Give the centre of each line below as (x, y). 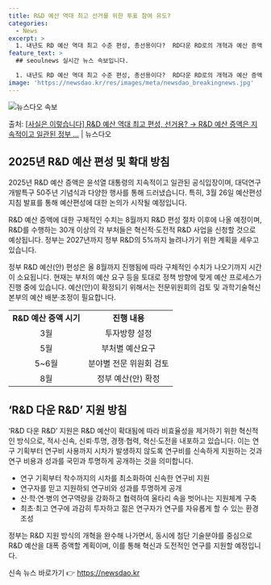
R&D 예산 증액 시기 (46, 318)
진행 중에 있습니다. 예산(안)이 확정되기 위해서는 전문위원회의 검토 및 (114, 288)
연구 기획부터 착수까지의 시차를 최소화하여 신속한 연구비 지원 (115, 478)
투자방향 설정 (128, 334)
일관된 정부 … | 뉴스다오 (73, 134)
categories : (28, 23)
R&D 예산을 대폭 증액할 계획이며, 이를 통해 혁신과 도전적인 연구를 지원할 (121, 546)
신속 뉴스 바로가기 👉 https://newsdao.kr (74, 573)
